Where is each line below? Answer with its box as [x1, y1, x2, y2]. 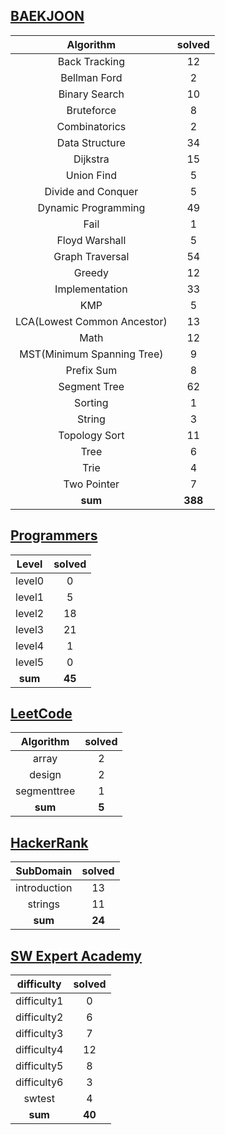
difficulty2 [15, 1010, 64, 1024]
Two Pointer [63, 477, 120, 491]
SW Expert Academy [10, 947, 142, 964]
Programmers [10, 527, 98, 544]
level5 [15, 655, 45, 669]
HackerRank [10, 834, 89, 851]
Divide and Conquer [44, 184, 139, 198]
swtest [23, 1092, 55, 1106]
